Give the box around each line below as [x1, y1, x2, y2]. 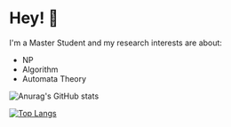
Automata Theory [21, 73, 87, 83]
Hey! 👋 [9, 8, 60, 28]
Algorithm [21, 64, 59, 75]
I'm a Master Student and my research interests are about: [9, 37, 222, 48]
